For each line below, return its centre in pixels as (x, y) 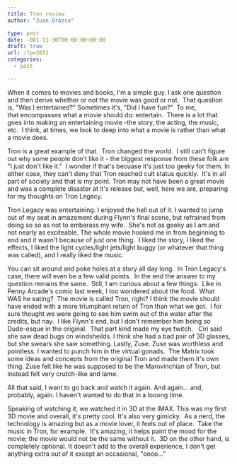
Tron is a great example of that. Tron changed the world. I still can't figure (116, 151)
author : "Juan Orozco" (41, 20)
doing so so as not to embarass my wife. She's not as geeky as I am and (114, 225)
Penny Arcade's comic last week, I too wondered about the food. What (111, 291)
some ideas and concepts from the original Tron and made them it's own (113, 358)
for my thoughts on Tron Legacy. (55, 196)
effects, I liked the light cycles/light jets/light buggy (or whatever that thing (116, 247)
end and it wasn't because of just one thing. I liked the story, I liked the (111, 240)
